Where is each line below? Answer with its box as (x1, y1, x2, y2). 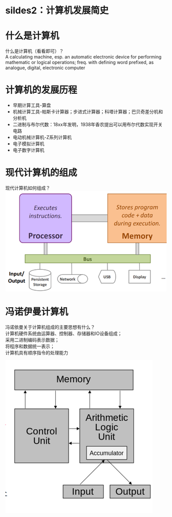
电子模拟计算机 (12, 141, 45, 147)
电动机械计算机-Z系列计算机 (12, 134, 72, 141)
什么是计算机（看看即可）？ (5, 48, 64, 54)
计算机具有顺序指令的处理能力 (5, 350, 68, 356)
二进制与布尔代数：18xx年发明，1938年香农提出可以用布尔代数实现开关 (12, 122, 163, 128)
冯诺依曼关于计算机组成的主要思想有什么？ (5, 324, 95, 330)
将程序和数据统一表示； (5, 343, 55, 349)
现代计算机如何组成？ (5, 185, 50, 191)
